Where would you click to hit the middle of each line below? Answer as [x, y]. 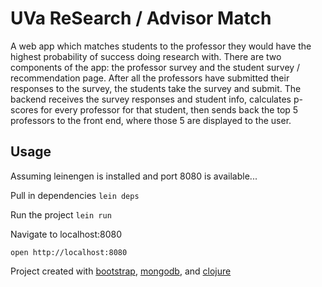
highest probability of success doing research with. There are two [146, 56]
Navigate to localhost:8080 [66, 234]
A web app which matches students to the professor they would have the [161, 46]
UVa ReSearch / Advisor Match [141, 18]
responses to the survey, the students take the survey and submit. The [156, 88]
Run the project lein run [61, 214]
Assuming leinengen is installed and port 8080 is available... [134, 176]
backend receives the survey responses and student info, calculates [151, 99]
